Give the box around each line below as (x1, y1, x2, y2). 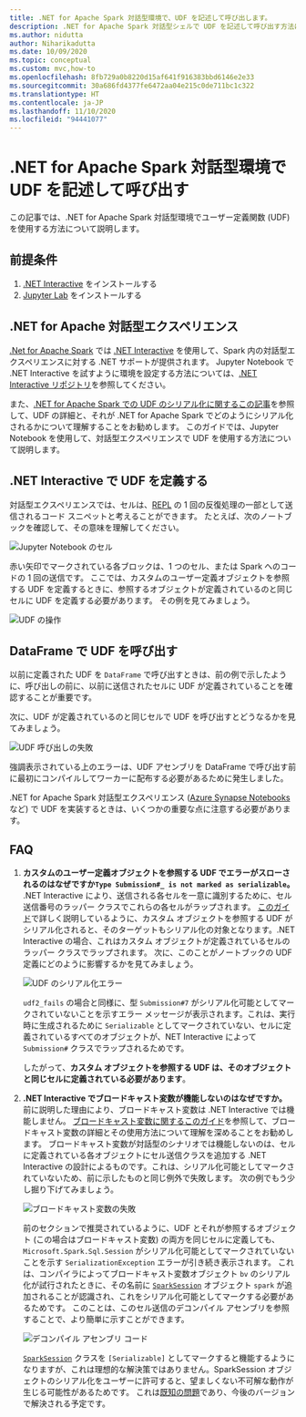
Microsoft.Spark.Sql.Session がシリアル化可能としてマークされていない (22, 1246, 295, 1257)
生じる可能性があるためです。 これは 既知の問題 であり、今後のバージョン (22, 1387, 296, 1398)
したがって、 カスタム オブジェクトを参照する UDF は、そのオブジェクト (22, 1063, 291, 1073)
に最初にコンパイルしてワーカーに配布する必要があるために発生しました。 (9, 773, 289, 784)
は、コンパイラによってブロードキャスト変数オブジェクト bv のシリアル (22, 1268, 291, 1279)
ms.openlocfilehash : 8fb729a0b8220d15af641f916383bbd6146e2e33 (9, 73, 255, 82)
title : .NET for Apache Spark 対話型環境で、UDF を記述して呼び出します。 (9, 13, 272, 23)
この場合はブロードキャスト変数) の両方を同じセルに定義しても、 (36, 1234, 280, 1245)
